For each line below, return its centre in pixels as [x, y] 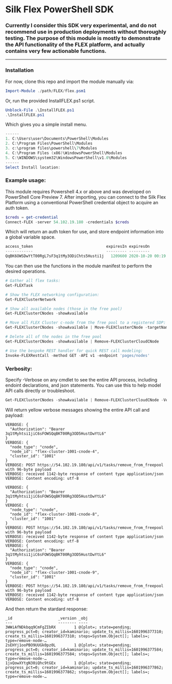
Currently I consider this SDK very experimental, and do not [81, 26]
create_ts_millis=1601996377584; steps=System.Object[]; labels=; [78, 654]
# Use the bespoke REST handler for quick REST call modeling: [74, 351]
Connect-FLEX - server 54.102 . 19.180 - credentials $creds [67, 222]
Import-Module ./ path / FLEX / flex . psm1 [46, 91]
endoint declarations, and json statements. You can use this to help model [83, 385]
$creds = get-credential [32, 217]
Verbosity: [19, 369]
